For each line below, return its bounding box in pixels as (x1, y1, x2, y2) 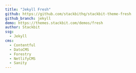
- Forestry (9, 51, 32, 57)
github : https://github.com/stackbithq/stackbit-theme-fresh (5, 12, 132, 16)
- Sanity (9, 61, 27, 65)
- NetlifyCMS (9, 56, 36, 61)
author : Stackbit (5, 25, 40, 30)
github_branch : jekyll (5, 16, 51, 21)
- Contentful (9, 43, 36, 48)
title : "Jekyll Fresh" (5, 7, 51, 12)
